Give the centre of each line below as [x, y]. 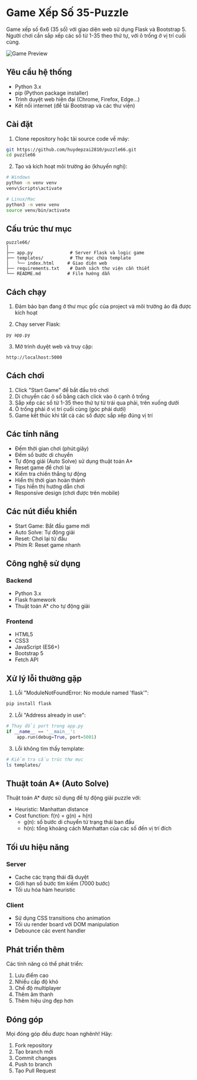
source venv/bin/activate [38, 210]
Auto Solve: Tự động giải [45, 532]
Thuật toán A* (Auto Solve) [58, 783]
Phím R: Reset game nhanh [48, 544]
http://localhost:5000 [34, 357]
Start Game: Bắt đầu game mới [52, 526]
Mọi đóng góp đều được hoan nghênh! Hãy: [59, 1034]
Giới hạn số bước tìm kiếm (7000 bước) [62, 883]
